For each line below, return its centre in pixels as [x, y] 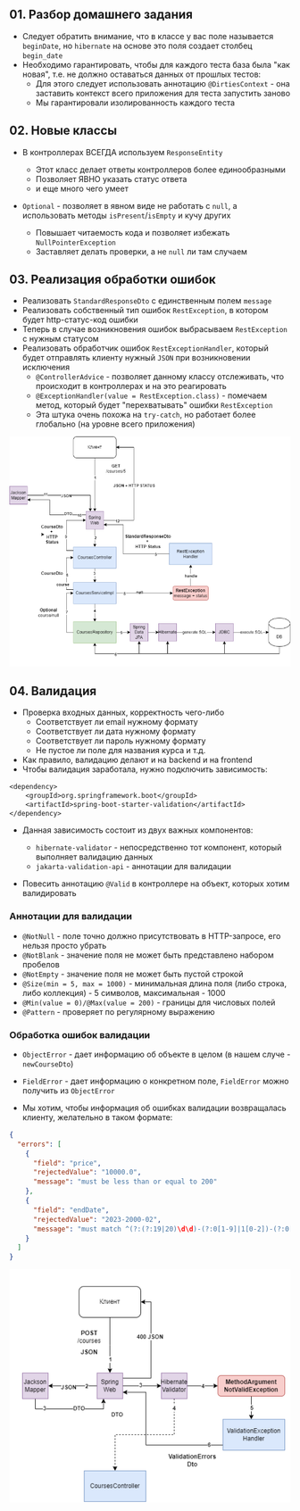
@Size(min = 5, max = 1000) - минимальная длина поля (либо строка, [154, 983]
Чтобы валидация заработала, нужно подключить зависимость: [145, 769]
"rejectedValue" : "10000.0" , [87, 1173]
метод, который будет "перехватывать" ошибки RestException [154, 405]
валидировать [50, 893]
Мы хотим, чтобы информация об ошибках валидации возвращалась [154, 1108]
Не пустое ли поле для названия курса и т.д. [121, 751]
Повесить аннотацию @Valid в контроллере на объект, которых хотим [156, 884]
